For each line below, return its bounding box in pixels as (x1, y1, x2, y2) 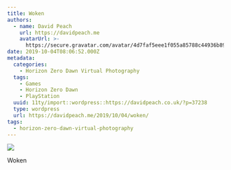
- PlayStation (19, 93, 60, 100)
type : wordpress (13, 106, 60, 112)
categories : (13, 61, 48, 68)
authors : (7, 16, 32, 23)
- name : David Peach (13, 23, 72, 29)
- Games (19, 80, 41, 87)
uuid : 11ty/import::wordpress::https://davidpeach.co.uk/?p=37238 (13, 99, 208, 106)
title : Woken (7, 10, 45, 17)
